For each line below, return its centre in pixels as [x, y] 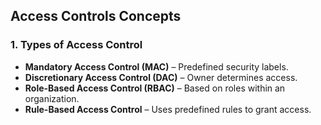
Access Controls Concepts [96, 16]
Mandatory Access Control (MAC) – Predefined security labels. [156, 66]
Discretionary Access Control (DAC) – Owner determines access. [161, 77]
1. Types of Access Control [76, 45]
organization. [52, 98]
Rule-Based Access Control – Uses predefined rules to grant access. [168, 109]
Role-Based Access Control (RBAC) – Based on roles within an [155, 88]
